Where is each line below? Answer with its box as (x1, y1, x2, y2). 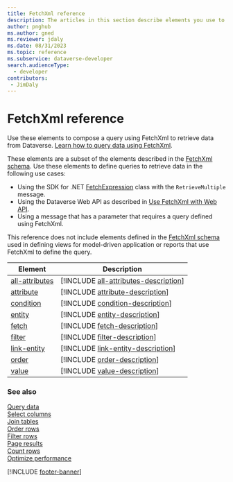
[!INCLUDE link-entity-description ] (60, 344, 176, 354)
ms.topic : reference (7, 49, 67, 56)
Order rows (7, 424, 40, 433)
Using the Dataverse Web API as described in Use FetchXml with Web (17, 198, 217, 206)
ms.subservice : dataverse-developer (7, 55, 113, 62)
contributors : (7, 74, 49, 82)
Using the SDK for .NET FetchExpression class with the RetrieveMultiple (17, 183, 226, 191)
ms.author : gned (7, 29, 54, 37)
